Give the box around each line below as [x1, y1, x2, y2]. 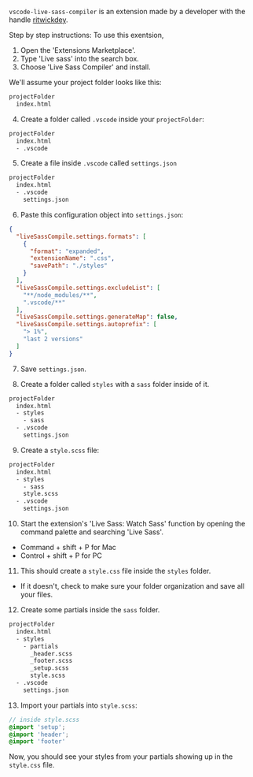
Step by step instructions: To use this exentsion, [9, 31, 164, 39]
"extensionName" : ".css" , [29, 255, 115, 262]
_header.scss [29, 649, 73, 657]
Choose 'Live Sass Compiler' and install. [20, 62, 152, 72]
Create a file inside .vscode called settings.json [20, 158, 178, 168]
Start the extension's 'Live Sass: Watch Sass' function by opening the [20, 519, 246, 528]
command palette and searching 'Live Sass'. [20, 527, 164, 537]
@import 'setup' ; [9, 723, 66, 731]
